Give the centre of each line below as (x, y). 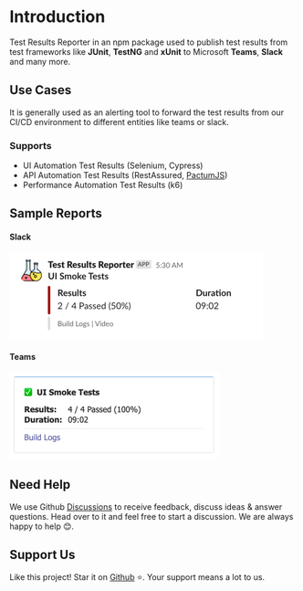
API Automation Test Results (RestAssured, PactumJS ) (125, 175)
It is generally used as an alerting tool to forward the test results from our (147, 112)
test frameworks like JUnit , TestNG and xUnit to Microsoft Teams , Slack (146, 51)
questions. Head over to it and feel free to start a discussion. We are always (151, 516)
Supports (31, 145)
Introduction (57, 17)
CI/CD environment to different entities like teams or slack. (120, 121)
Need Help (40, 485)
